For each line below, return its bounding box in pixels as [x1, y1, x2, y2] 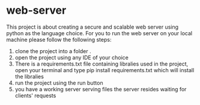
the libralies [14, 73, 44, 80]
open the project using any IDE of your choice [14, 54, 129, 61]
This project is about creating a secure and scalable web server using [6, 23, 179, 30]
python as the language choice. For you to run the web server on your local [6, 29, 193, 36]
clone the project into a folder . [14, 47, 91, 54]
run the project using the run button [14, 79, 103, 87]
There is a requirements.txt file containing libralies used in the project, [14, 60, 189, 67]
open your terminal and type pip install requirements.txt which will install [14, 66, 195, 73]
